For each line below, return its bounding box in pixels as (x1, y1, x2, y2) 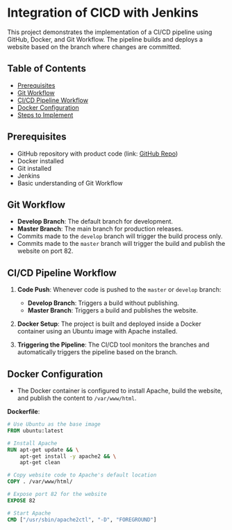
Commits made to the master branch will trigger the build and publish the (17, 240, 226, 248)
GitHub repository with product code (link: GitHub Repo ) (17, 149, 179, 158)
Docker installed (17, 156, 65, 165)
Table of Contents (7, 63, 87, 74)
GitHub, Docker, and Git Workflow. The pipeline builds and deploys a (7, 35, 204, 43)
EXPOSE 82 (7, 497, 36, 504)
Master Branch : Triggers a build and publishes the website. (27, 306, 198, 315)
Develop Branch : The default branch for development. (17, 217, 174, 226)
